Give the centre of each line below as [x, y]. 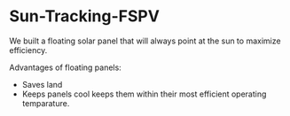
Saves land [42, 84]
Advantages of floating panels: [65, 67]
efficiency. [28, 50]
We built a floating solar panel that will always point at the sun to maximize [145, 41]
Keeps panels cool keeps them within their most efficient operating [144, 94]
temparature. [46, 103]
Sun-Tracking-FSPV [84, 16]
